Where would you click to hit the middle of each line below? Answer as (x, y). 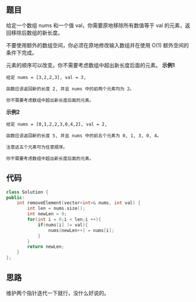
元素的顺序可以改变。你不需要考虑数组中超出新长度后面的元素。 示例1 (90, 65)
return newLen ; (46, 247)
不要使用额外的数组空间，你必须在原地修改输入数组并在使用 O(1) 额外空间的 (98, 45)
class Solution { (27, 192)
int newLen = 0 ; (47, 214)
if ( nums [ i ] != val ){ (63, 225)
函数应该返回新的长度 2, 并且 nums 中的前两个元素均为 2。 (70, 89)
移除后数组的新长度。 (37, 32)
